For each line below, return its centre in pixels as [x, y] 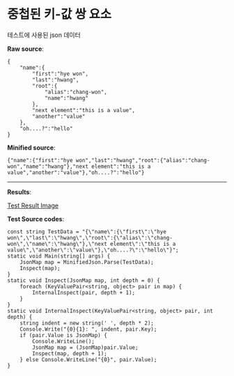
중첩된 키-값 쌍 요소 [60, 14]
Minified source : [31, 148]
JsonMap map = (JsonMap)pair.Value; [85, 347]
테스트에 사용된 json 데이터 [44, 35]
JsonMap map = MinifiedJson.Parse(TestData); [87, 262]
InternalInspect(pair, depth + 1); [84, 292]
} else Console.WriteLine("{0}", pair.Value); [88, 359]
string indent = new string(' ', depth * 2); [87, 323]
